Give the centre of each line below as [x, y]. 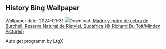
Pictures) [15, 31]
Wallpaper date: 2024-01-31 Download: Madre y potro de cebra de [77, 21]
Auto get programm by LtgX [34, 41]
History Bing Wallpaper [42, 8]
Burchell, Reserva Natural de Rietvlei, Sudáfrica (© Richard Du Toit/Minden [83, 26]
